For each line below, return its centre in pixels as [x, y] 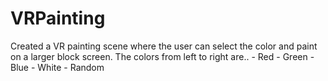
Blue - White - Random [57, 67]
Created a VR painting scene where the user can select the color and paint [164, 46]
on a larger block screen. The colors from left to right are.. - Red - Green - [162, 56]
